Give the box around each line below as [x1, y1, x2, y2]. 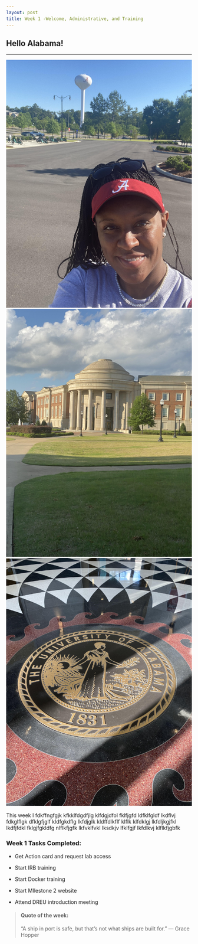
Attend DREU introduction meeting [14, 898, 98, 906]
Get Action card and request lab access [14, 852, 111, 860]
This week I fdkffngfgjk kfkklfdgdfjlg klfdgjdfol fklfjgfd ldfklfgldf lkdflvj [6, 812, 176, 819]
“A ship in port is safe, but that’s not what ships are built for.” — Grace [20, 925, 190, 932]
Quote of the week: [20, 912, 69, 919]
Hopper [20, 931, 39, 938]
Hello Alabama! [6, 38, 64, 48]
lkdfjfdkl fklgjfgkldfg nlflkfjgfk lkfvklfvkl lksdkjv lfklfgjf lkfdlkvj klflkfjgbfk [6, 824, 181, 832]
